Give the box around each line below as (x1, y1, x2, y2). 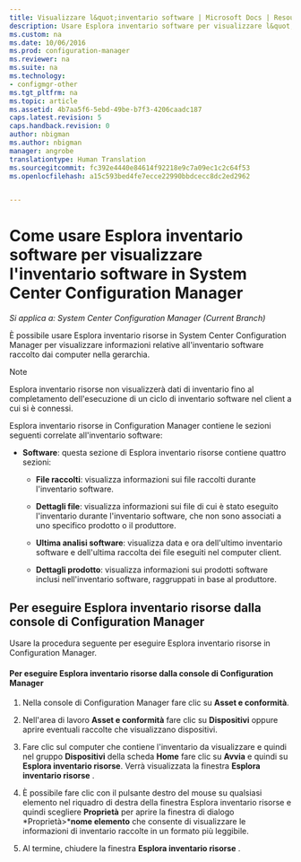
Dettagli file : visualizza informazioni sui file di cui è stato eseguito (35, 501, 279, 512)
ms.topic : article (9, 96, 78, 106)
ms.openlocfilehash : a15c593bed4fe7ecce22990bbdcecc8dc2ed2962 (9, 171, 251, 180)
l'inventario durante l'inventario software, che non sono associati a (35, 510, 282, 521)
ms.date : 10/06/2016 (9, 38, 87, 48)
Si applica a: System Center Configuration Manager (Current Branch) (9, 313, 266, 324)
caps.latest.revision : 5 (9, 113, 102, 122)
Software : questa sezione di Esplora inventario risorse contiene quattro (21, 448, 287, 458)
